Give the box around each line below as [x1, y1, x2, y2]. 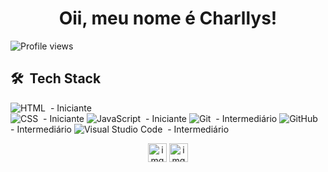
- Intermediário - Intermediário [10, 123, 230, 135]
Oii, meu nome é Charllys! [58, 7, 278, 30]
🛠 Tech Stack [10, 70, 102, 87]
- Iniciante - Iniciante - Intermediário [43, 112, 278, 124]
